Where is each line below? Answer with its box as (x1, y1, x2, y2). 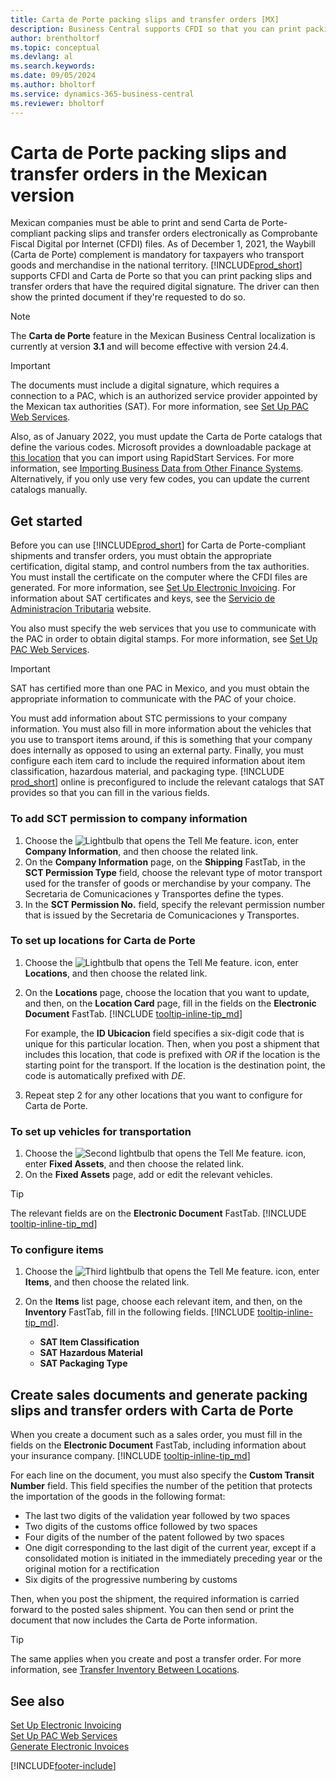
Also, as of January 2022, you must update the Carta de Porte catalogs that (10, 431, 323, 443)
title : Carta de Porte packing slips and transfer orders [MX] (10, 14, 280, 25)
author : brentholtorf (10, 33, 101, 43)
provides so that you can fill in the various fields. (10, 787, 210, 799)
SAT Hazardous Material (39, 1347, 143, 1359)
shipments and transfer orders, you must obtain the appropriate (10, 550, 273, 562)
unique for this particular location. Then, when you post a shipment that (24, 1037, 320, 1050)
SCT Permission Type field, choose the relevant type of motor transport (24, 866, 323, 878)
